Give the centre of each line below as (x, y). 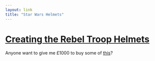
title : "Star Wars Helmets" (35, 14)
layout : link (19, 10)
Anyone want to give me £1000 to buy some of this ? (59, 53)
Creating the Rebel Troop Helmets (77, 39)
